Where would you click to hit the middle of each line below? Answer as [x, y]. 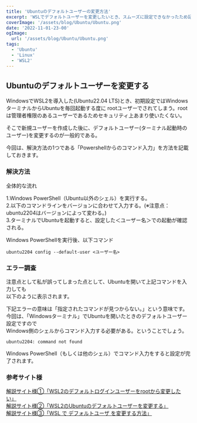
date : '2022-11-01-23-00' [38, 28]
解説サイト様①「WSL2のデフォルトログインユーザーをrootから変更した [94, 391]
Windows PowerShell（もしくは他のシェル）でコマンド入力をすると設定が [96, 353]
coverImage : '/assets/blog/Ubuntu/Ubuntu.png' [64, 22]
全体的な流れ [21, 186]
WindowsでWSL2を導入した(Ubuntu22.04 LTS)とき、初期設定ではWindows [97, 101]
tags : [13, 45]
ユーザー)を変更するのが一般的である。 [53, 135]
